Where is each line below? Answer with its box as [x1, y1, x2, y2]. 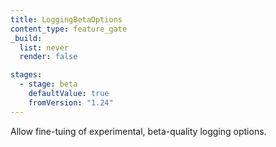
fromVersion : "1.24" [28, 97, 114, 108]
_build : [10, 33, 43, 43]
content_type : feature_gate [10, 24, 128, 34]
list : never [19, 42, 70, 53]
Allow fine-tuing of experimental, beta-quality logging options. [10, 125, 267, 137]
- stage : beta [19, 79, 78, 90]
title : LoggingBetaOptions [10, 14, 123, 25]
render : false [19, 52, 78, 62]
